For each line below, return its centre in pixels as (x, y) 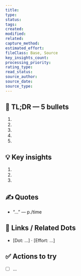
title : (12, 10)
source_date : (19, 81)
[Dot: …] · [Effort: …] (34, 240)
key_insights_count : (27, 58)
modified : (16, 34)
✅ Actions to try (31, 257)
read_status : (19, 72)
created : (15, 29)
